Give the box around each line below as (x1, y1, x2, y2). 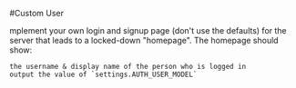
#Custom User (9, 8, 65, 18)
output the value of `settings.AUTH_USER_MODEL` (9, 70, 198, 79)
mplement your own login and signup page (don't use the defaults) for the (9, 25, 287, 35)
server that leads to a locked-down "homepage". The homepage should (9, 35, 280, 45)
